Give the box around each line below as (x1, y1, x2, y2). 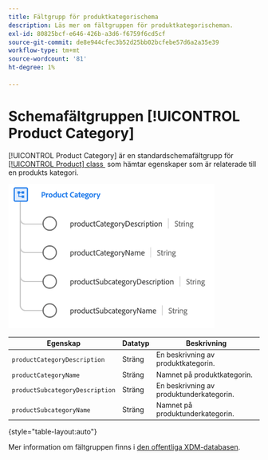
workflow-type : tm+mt (8, 46, 81, 55)
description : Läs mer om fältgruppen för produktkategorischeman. (8, 21, 234, 30)
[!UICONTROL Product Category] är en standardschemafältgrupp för (8, 150, 234, 160)
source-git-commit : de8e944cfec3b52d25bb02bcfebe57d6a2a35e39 (8, 38, 219, 46)
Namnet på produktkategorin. (156, 370, 253, 379)
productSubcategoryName (11, 406, 91, 414)
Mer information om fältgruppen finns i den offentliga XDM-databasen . (8, 442, 241, 451)
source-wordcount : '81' (8, 55, 88, 63)
